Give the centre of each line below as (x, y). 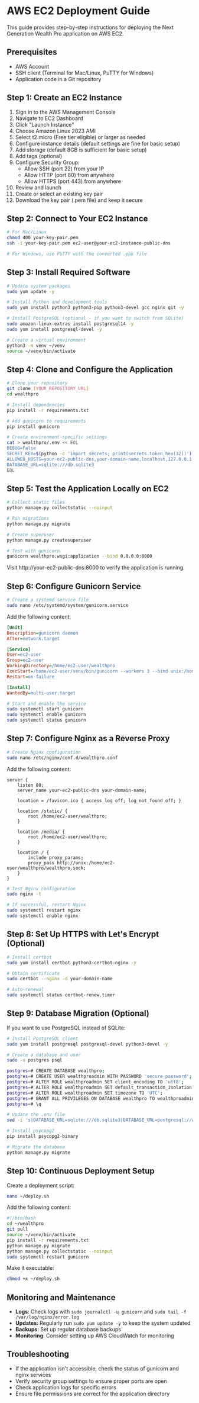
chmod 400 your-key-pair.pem (43, 238)
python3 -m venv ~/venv (36, 345)
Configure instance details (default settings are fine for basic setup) (98, 143)
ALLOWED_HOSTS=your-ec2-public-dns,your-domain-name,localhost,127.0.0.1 (99, 459)
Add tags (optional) (39, 156)
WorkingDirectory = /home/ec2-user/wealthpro (61, 666)
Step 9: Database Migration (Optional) (78, 1013)
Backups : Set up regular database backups (68, 1330)
